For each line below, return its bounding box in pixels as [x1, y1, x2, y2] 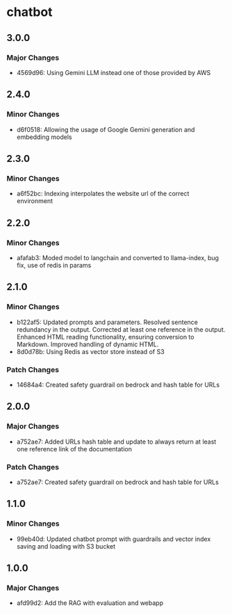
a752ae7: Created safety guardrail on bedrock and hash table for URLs [16, 478, 219, 486]
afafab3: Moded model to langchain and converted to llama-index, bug [16, 253, 219, 261]
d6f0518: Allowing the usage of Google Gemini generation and [16, 125, 195, 134]
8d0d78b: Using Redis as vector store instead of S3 [16, 347, 165, 355]
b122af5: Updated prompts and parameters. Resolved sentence [16, 318, 199, 326]
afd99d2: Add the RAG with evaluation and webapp [16, 599, 164, 607]
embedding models [16, 133, 72, 141]
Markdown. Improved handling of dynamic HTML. [16, 340, 159, 348]
